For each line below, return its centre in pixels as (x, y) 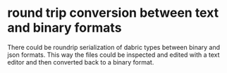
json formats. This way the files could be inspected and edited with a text (114, 55)
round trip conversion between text (113, 13)
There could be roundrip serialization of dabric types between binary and (114, 47)
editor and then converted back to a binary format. (81, 62)
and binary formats (65, 28)
